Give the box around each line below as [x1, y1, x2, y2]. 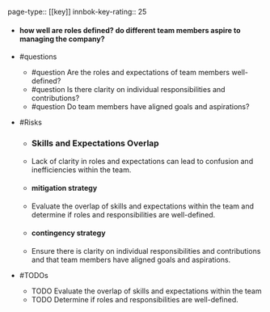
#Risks [19, 117, 42, 128]
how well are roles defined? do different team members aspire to [19, 25, 241, 35]
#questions [19, 52, 57, 61]
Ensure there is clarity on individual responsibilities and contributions [31, 246, 261, 255]
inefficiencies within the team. [31, 165, 132, 175]
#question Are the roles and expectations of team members [31, 68, 230, 78]
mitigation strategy [31, 183, 98, 193]
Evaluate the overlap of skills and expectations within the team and [31, 201, 255, 211]
